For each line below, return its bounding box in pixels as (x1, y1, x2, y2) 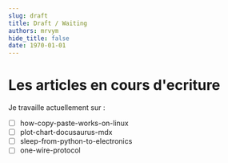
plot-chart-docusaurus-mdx (19, 128, 113, 137)
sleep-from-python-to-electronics (19, 137, 133, 146)
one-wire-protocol (19, 145, 82, 155)
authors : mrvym (8, 26, 59, 35)
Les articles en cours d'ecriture (8, 76, 221, 95)
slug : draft (8, 11, 48, 20)
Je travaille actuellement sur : (8, 103, 106, 112)
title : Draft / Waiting (8, 19, 88, 27)
